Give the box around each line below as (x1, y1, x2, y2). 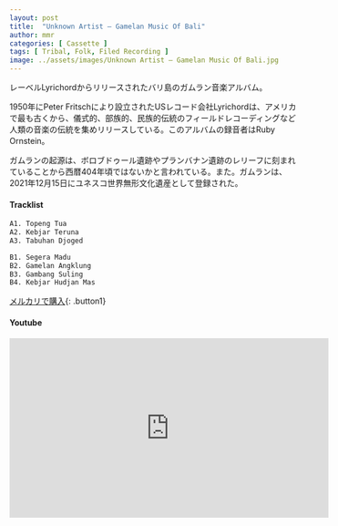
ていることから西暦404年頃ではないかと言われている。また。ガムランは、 (9, 166, 288, 177)
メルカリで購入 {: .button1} (9, 295, 107, 306)
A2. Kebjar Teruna (9, 228, 79, 237)
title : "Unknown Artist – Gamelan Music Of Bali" (9, 22, 206, 31)
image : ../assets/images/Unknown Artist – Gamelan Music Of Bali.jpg (9, 56, 280, 65)
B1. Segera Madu (9, 253, 71, 262)
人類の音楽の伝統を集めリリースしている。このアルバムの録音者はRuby (9, 124, 276, 135)
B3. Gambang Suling (9, 270, 84, 279)
